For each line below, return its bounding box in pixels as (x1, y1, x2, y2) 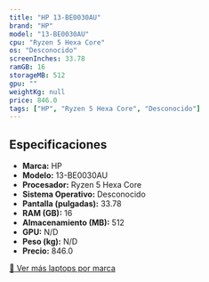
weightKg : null (9, 87, 66, 96)
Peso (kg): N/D (21, 237, 78, 247)
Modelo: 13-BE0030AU (21, 170, 109, 181)
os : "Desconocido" (9, 46, 77, 55)
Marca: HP (21, 161, 62, 172)
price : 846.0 (9, 95, 58, 105)
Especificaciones (9, 137, 108, 152)
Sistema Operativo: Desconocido (21, 189, 147, 200)
